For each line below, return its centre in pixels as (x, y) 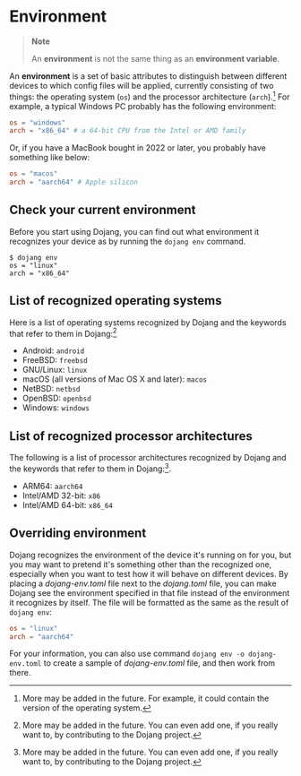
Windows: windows (56, 408)
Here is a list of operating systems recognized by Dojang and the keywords (148, 322)
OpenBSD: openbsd (56, 398)
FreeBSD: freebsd (55, 360)
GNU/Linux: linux (55, 370)
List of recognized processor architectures (131, 436)
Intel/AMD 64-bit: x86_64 (68, 504)
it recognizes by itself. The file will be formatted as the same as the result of (149, 602)
